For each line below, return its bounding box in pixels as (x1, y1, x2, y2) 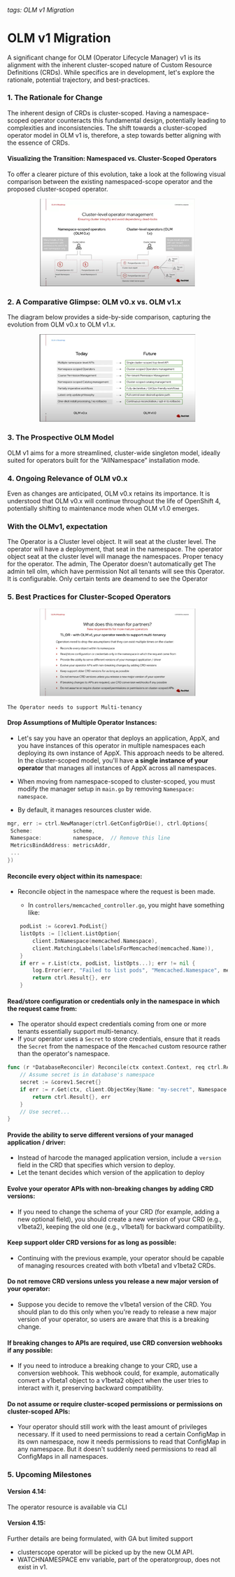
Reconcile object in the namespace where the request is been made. (17, 888, 215, 896)
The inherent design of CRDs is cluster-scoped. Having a (7, 108, 171, 117)
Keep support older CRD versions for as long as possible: (7, 1238, 177, 1247)
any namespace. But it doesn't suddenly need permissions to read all (17, 1445, 217, 1453)
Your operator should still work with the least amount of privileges (17, 1423, 208, 1431)
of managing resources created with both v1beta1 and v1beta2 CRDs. (17, 1261, 216, 1269)
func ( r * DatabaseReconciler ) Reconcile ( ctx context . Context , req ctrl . (7, 1064, 224, 1071)
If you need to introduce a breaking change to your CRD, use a (17, 1362, 198, 1370)
